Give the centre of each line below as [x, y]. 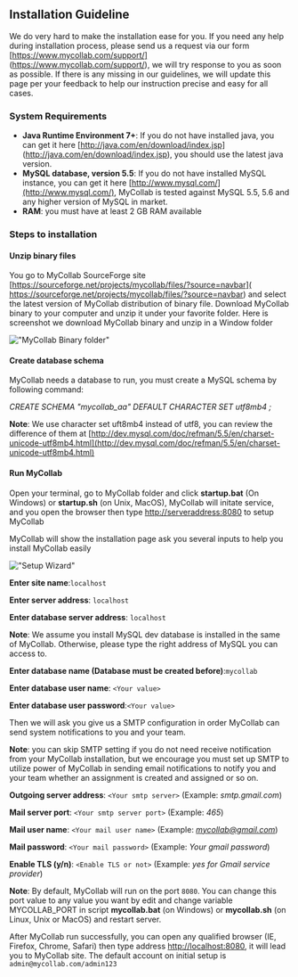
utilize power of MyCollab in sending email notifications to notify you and [143, 768]
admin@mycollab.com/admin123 [63, 964]
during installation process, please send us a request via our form [129, 45]
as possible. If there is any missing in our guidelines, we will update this [140, 74]
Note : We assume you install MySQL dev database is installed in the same [145, 634]
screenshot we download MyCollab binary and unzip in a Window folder [141, 323]
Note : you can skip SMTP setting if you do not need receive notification [140, 749]
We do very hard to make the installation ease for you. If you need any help [147, 36]
